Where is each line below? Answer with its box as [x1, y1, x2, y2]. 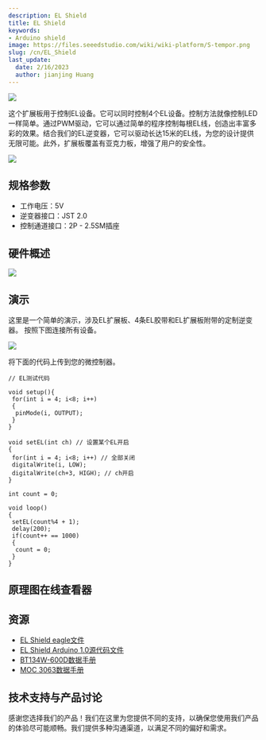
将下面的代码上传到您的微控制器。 [8, 357, 120, 366]
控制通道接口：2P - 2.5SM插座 [19, 221, 120, 231]
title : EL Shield [8, 19, 66, 27]
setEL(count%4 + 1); [11, 518, 80, 526]
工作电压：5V [19, 201, 64, 211]
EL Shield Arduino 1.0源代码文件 [19, 645, 125, 655]
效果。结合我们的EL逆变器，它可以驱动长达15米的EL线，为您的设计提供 [21, 128, 254, 138]
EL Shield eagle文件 [19, 635, 85, 645]
